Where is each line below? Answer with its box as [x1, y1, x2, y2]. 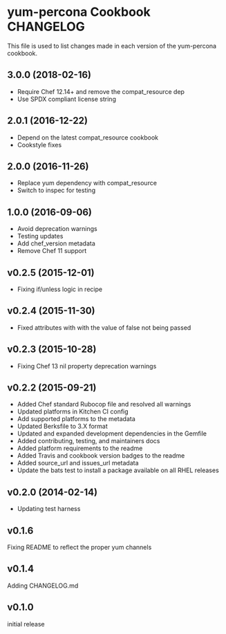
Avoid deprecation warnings [17, 225, 98, 233]
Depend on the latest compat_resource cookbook [17, 133, 159, 142]
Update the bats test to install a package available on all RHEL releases [17, 466, 219, 474]
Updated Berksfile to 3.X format [17, 422, 109, 431]
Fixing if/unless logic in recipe [17, 285, 102, 293]
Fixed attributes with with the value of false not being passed [17, 323, 191, 332]
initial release [7, 619, 45, 628]
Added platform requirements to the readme [17, 444, 143, 453]
